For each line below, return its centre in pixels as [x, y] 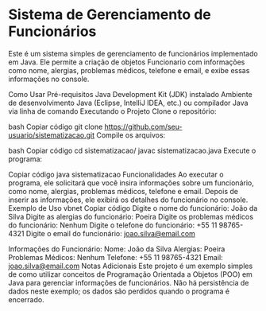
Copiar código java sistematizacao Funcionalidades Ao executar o [116, 174]
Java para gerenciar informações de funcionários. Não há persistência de [129, 282]
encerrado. [27, 299]
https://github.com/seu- [143, 126]
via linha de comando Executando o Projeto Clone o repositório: [112, 111]
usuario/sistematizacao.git [52, 135]
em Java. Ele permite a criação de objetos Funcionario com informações [127, 62]
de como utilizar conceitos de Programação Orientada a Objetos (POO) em [130, 274]
